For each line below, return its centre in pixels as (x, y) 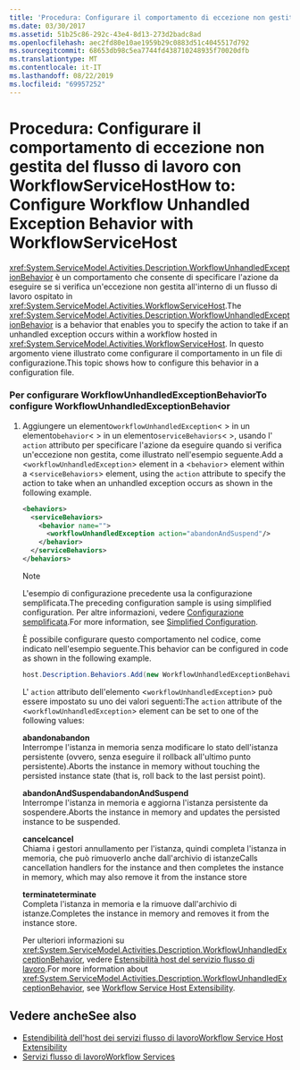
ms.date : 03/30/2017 (48, 26)
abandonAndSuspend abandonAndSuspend (105, 792)
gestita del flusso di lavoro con (125, 166)
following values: (53, 720)
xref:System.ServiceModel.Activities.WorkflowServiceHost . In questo (137, 343)
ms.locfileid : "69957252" (57, 84)
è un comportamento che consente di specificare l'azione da (167, 277)
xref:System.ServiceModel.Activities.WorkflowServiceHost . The (125, 305)
